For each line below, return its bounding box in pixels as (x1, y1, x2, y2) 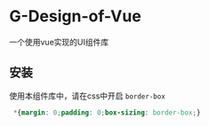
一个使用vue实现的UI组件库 (9, 36, 109, 47)
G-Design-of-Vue (9, 6, 142, 27)
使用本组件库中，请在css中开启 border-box (9, 91, 166, 101)
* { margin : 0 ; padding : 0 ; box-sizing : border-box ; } (12, 108, 201, 117)
